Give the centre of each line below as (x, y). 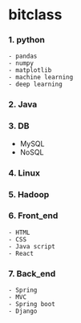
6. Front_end (33, 216)
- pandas (23, 57)
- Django (23, 311)
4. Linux (24, 172)
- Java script (32, 246)
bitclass (35, 15)
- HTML (19, 232)
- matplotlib (30, 71)
